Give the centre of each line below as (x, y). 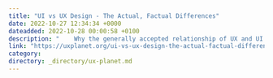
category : (25, 54)
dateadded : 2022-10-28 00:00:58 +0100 (74, 31)
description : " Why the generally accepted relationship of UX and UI (136, 39)
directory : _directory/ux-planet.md (70, 62)
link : (17, 46)
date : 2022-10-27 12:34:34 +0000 (65, 24)
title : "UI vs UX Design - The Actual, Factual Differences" (114, 16)
